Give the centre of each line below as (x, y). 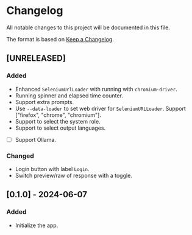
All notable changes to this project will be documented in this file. (88, 27)
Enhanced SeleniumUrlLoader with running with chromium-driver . (96, 89)
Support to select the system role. (58, 121)
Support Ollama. (36, 139)
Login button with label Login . (52, 169)
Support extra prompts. (44, 102)
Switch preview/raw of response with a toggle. (73, 175)
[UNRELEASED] (36, 58)
